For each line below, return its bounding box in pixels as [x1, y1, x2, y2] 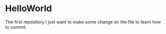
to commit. [5, 24, 27, 30]
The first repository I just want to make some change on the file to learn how [5, 19, 161, 25]
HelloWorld [5, 3, 52, 14]
